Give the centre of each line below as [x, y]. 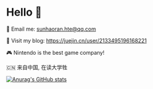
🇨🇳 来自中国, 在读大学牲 [37, 67]
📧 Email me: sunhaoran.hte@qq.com [51, 29]
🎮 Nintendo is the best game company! [55, 52]
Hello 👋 [24, 12]
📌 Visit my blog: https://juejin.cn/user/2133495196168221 [76, 40]
